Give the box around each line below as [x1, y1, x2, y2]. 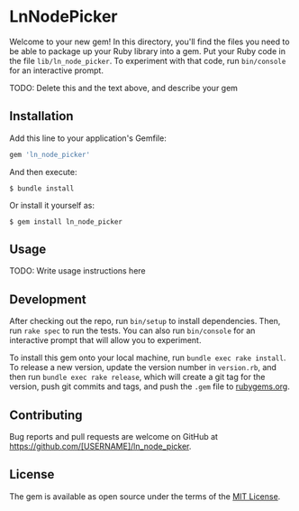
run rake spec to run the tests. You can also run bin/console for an [9, 325, 256, 336]
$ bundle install [9, 183, 75, 193]
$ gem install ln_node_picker [9, 217, 123, 227]
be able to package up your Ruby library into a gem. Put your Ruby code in [9, 45, 286, 56]
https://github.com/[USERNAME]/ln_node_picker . [9, 441, 192, 452]
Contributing [9, 407, 83, 423]
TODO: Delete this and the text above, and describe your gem [9, 82, 239, 93]
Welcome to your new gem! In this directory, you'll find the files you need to [9, 36, 290, 47]
